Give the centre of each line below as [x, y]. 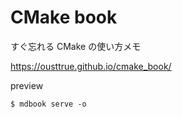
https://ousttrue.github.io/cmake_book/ [91, 66]
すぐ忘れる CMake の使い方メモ [76, 46]
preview [27, 85]
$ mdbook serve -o [48, 104]
